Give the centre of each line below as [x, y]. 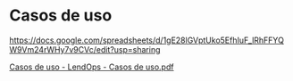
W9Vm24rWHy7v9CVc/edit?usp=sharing [85, 49]
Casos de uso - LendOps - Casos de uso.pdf [92, 67]
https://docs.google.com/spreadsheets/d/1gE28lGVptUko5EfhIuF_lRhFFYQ [146, 40]
